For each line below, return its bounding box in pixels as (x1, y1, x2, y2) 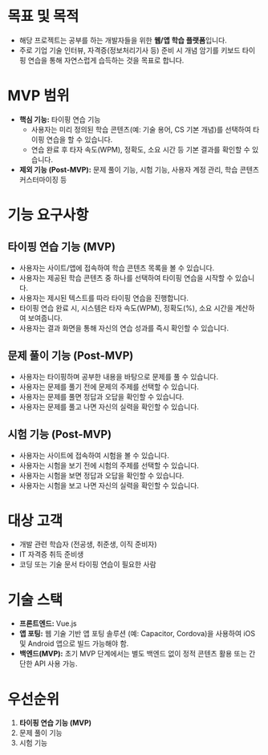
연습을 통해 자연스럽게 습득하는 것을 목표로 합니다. (27, 55, 185, 65)
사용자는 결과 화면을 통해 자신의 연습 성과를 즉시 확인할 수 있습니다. (18, 323, 229, 333)
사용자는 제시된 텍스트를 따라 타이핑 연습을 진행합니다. (18, 293, 189, 302)
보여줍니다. (27, 313, 63, 323)
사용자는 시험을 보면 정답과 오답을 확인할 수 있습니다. (18, 470, 185, 480)
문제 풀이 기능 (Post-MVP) (7, 349, 134, 363)
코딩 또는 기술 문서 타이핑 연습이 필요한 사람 (18, 559, 157, 570)
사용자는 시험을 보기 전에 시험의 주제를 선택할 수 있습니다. (18, 461, 200, 470)
